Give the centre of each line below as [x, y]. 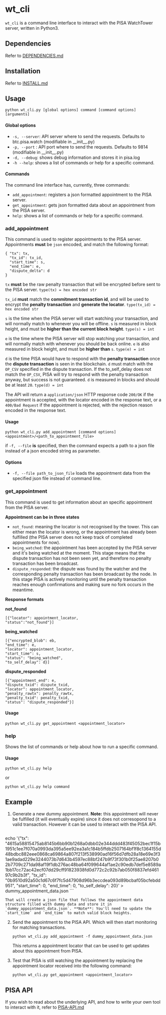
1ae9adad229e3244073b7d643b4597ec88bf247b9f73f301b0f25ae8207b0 [82, 860]
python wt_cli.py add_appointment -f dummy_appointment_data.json [82, 937]
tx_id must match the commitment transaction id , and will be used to [77, 299]
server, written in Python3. [32, 28]
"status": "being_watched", [34, 658]
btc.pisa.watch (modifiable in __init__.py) [54, 142]
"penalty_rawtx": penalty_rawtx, [40, 693]
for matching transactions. [39, 927]
